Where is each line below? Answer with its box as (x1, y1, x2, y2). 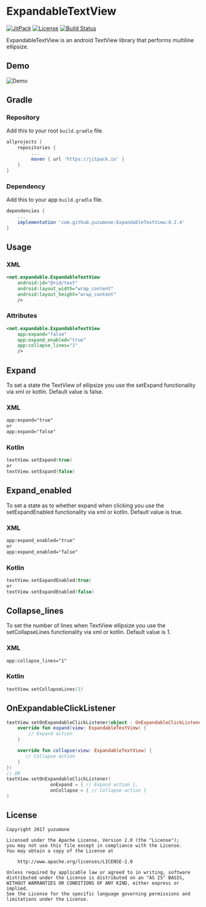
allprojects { (6, 139, 43, 145)
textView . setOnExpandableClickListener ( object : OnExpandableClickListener (6, 719, 204, 725)
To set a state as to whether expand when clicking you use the (6, 502, 164, 509)
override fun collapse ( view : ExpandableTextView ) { (17, 748, 152, 754)
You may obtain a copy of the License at (6, 848, 114, 854)
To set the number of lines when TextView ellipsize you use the (6, 622, 166, 629)
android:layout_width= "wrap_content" (17, 285, 114, 292)
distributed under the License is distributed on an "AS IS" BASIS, (6, 874, 185, 881)
